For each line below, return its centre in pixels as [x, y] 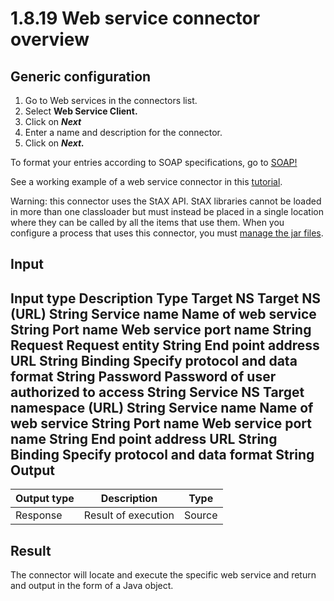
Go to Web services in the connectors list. [111, 100]
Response [39, 515]
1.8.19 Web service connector [135, 18]
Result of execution [129, 515]
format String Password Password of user [143, 376]
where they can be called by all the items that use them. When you [147, 222]
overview [50, 39]
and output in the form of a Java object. [92, 586]
